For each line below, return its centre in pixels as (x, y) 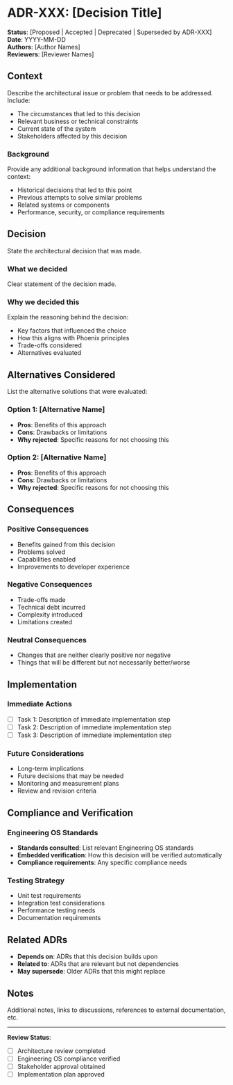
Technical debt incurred (51, 607)
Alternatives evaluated (49, 353)
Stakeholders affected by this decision (72, 136)
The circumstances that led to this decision (79, 113)
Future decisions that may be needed (70, 776)
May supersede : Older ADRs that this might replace (91, 972)
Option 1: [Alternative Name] (56, 410)
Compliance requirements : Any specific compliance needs (102, 862)
